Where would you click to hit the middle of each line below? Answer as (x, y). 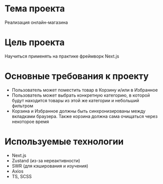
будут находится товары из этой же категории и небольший (75, 100)
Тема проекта (35, 9)
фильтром (22, 106)
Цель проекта (35, 42)
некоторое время (30, 122)
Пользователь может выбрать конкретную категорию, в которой (81, 95)
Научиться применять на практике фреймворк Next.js (62, 56)
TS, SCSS (22, 176)
